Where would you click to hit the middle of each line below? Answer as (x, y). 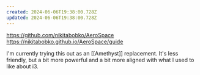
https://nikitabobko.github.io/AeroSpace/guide (65, 41)
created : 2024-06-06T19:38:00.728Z (52, 12)
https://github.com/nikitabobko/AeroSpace (60, 35)
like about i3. (22, 66)
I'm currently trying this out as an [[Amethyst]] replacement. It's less (92, 53)
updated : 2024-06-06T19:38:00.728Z (52, 18)
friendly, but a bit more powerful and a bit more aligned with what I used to (100, 60)
